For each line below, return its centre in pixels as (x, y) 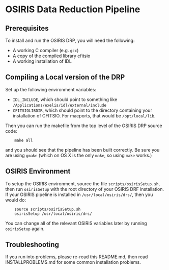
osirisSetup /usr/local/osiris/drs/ (53, 214)
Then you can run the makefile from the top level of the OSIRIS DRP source (84, 126)
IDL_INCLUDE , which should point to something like (65, 99)
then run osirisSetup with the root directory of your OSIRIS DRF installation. (85, 189)
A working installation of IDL (42, 61)
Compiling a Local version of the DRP (65, 77)
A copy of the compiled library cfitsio (51, 56)
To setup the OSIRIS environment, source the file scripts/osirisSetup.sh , (83, 183)
